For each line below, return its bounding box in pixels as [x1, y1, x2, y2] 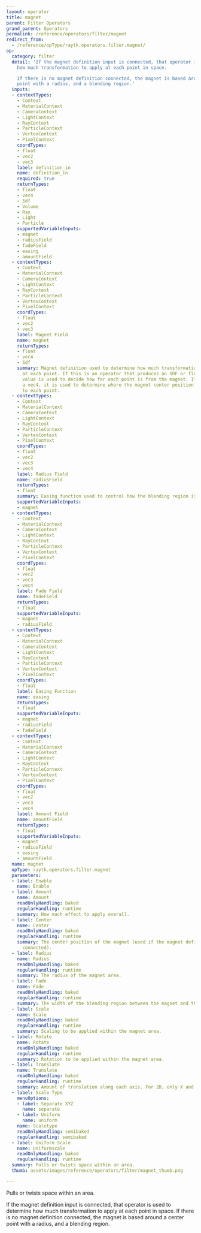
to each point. [22, 387, 60, 393]
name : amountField [17, 816, 63, 822]
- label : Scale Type [11, 1089, 63, 1096]
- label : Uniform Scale [11, 1139, 71, 1145]
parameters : [11, 872, 42, 878]
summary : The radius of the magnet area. [17, 972, 121, 979]
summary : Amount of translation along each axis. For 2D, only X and [17, 1084, 194, 1090]
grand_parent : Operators [6, 25, 68, 32]
